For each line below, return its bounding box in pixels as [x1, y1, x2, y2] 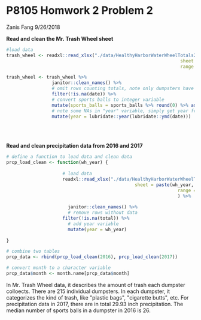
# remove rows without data [68, 210, 138, 216]
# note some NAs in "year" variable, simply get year [51, 107, 188, 114]
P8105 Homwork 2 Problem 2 [6, 4, 154, 17]
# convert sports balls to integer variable [51, 97, 165, 103]
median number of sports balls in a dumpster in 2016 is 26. [6, 307, 151, 314]
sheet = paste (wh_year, [134, 181, 194, 188]
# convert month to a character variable [6, 265, 111, 271]
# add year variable [68, 220, 119, 227]
